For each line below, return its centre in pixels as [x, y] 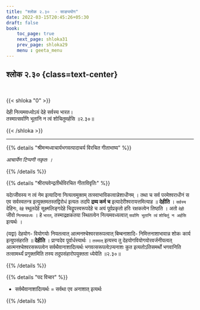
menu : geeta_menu [40, 51]
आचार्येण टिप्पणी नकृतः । [29, 159]
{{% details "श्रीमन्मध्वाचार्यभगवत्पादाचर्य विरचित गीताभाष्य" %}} [69, 148]
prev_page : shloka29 [42, 45]
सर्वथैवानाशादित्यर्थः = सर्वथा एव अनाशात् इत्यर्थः [58, 289]
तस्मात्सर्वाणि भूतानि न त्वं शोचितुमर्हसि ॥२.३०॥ [50, 118]
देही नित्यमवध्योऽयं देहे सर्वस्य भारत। [40, 112]
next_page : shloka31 [42, 39]
